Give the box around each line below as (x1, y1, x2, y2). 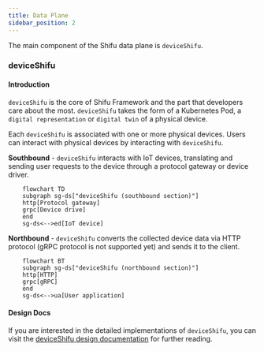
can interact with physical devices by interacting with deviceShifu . (8, 137, 224, 147)
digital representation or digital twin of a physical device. (8, 114, 208, 123)
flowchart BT (22, 257, 65, 265)
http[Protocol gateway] (22, 199, 101, 207)
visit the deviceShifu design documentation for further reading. (8, 334, 213, 343)
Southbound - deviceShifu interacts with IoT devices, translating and (8, 153, 233, 162)
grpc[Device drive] (22, 206, 87, 214)
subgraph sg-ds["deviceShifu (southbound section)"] (22, 192, 199, 200)
